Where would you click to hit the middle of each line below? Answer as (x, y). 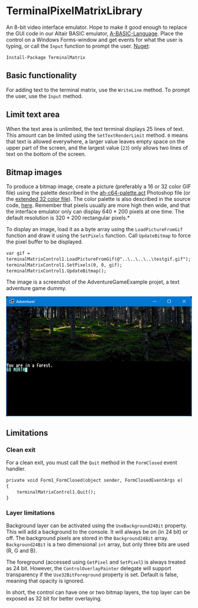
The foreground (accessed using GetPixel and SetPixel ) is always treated (96, 562)
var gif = (18, 254)
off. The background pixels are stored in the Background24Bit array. (88, 538)
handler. (16, 469)
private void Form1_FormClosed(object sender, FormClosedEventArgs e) (95, 480)
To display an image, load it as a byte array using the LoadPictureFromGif (95, 229)
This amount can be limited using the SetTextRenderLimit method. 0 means (97, 135)
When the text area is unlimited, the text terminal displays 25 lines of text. (95, 129)
